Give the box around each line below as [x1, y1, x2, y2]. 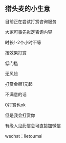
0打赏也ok [5, 102, 26, 108]
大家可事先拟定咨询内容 [5, 29, 52, 35]
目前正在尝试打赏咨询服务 [5, 19, 57, 24]
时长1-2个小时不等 [5, 39, 42, 45]
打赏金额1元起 [5, 81, 33, 87]
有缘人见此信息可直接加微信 [5, 122, 61, 128]
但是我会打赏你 [5, 112, 35, 118]
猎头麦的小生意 [5, 4, 50, 13]
